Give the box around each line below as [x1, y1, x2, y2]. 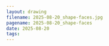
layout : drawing [6, 8, 47, 15]
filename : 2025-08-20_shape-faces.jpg [6, 14, 103, 20]
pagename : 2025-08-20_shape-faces [6, 20, 93, 26]
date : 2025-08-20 [6, 25, 50, 32]
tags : [6, 31, 20, 37]
